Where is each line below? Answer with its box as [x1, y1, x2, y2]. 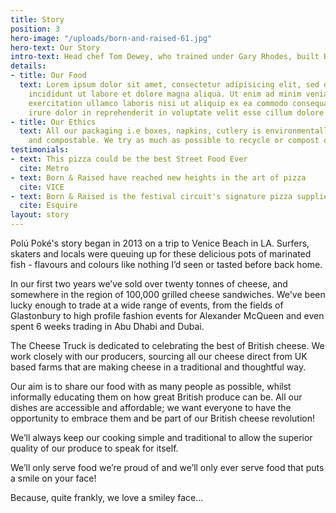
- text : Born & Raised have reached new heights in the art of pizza [10, 172, 307, 183]
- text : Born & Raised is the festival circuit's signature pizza [10, 191, 293, 201]
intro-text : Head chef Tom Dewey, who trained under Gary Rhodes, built [10, 52, 320, 62]
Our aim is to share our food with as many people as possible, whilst [10, 381, 292, 392]
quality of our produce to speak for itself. [10, 442, 179, 454]
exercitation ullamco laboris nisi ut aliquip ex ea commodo [28, 98, 288, 108]
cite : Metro [19, 163, 70, 173]
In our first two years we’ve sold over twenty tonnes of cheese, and [10, 278, 288, 290]
